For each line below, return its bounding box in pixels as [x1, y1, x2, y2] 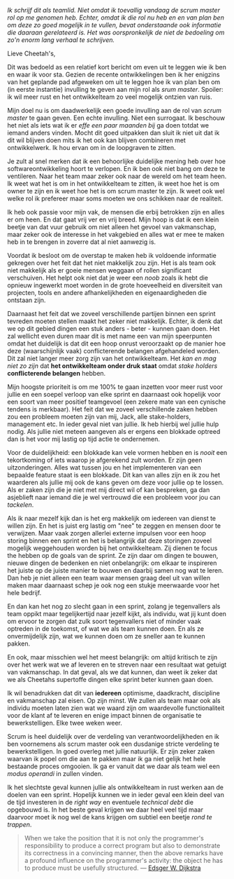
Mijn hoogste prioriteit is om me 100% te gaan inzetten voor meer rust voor [7, 383, 224, 391]
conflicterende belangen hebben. [7, 369, 106, 377]
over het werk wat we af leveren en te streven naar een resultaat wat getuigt [7, 660, 227, 669]
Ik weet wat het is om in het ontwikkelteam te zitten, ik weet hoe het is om [7, 179, 220, 188]
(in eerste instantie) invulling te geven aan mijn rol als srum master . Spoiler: [7, 86, 224, 93]
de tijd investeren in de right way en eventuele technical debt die [7, 798, 194, 806]
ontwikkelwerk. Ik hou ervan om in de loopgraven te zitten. [7, 144, 176, 151]
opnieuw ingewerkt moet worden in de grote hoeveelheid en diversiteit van [7, 281, 223, 289]
